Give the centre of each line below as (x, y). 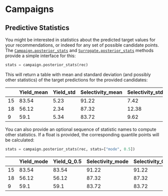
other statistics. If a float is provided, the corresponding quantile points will (82, 134)
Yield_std (64, 92)
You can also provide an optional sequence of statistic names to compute (81, 129)
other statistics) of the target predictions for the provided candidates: (76, 80)
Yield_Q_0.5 (67, 161)
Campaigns (29, 9)
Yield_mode (34, 161)
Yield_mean (34, 92)
